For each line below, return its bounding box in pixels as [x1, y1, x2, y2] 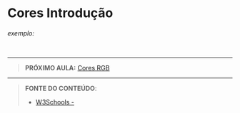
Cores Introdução [7, 5, 114, 21]
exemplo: [7, 28, 34, 37]
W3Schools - [35, 98, 75, 107]
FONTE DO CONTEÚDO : [24, 84, 97, 93]
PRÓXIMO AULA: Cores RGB [24, 64, 110, 72]
